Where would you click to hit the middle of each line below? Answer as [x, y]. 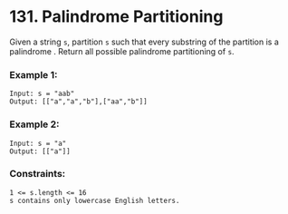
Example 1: [34, 74]
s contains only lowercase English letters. [95, 200]
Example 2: [34, 124]
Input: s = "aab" [42, 94]
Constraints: [38, 174]
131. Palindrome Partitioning [116, 17]
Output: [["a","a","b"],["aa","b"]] [78, 102]
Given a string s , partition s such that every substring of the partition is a [144, 42]
